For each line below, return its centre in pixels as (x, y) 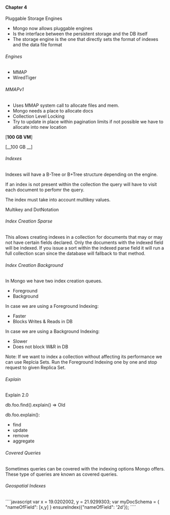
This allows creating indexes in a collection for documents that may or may (84, 237)
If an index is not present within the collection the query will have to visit (81, 184)
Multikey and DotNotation (32, 209)
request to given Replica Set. (35, 368)
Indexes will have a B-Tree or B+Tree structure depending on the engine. (82, 174)
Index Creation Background (34, 265)
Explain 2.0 (17, 395)
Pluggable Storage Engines (34, 18)
